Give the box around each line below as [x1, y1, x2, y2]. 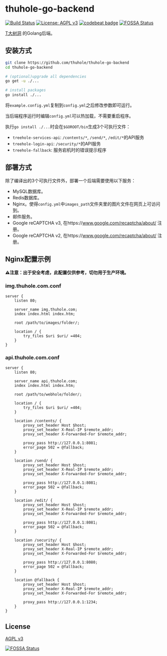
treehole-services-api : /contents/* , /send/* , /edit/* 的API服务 [12, 134, 144, 140]
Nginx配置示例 [5, 255, 51, 264]
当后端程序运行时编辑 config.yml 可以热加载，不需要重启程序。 [5, 113, 134, 119]
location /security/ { [14, 538, 62, 543]
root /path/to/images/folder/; [14, 320, 80, 325]
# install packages [5, 88, 46, 93]
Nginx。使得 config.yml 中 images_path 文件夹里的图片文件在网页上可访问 [12, 200, 160, 207]
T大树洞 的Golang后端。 [5, 30, 55, 36]
